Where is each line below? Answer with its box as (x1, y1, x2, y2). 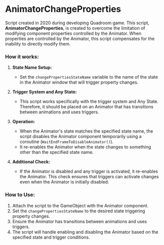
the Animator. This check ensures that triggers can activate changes (19, 174, 159, 180)
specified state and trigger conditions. (12, 234, 90, 240)
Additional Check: (12, 159, 50, 165)
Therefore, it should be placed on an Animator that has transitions (19, 104, 154, 110)
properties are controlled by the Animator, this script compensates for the (5, 36, 155, 42)
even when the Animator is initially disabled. (19, 179, 110, 185)
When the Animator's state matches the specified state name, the (19, 128, 153, 134)
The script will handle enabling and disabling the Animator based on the (12, 229, 159, 235)
